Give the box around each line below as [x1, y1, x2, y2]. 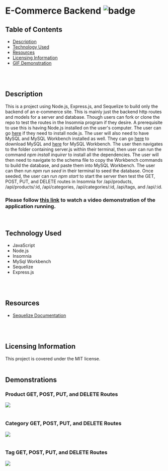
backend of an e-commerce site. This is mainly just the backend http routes [5, 109, 162, 115]
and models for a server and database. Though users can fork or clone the [5, 114, 160, 120]
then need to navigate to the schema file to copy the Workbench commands [5, 157, 163, 163]
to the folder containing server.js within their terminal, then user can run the [5, 146, 162, 152]
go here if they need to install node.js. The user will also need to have [5, 130, 149, 136]
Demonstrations [5, 375, 57, 384]
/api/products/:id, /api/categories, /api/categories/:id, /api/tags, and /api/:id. [5, 183, 162, 190]
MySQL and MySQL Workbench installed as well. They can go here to [5, 135, 149, 142]
